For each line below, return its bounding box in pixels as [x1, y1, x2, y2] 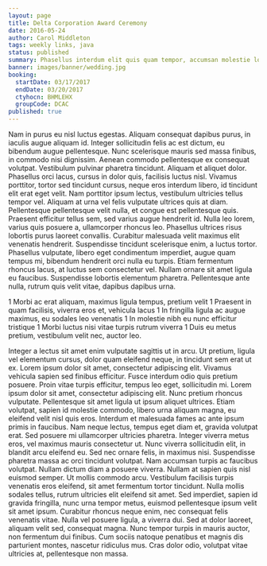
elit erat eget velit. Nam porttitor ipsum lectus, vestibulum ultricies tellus [8, 188, 244, 198]
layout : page [8, 11, 52, 20]
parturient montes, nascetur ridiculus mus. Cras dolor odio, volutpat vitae [8, 541, 248, 549]
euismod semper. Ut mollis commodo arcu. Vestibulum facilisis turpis [8, 473, 234, 482]
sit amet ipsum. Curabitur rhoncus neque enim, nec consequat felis [8, 506, 229, 516]
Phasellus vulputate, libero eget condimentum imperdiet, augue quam [8, 248, 236, 257]
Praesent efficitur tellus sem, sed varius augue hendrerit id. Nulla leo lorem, [8, 214, 255, 223]
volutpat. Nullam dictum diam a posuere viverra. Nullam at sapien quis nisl [8, 464, 251, 474]
